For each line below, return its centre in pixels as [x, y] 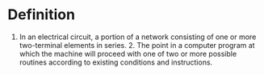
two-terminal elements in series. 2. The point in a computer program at [137, 45]
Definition [42, 15]
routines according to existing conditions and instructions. [116, 62]
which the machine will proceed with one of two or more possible [128, 53]
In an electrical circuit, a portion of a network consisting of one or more [138, 37]
